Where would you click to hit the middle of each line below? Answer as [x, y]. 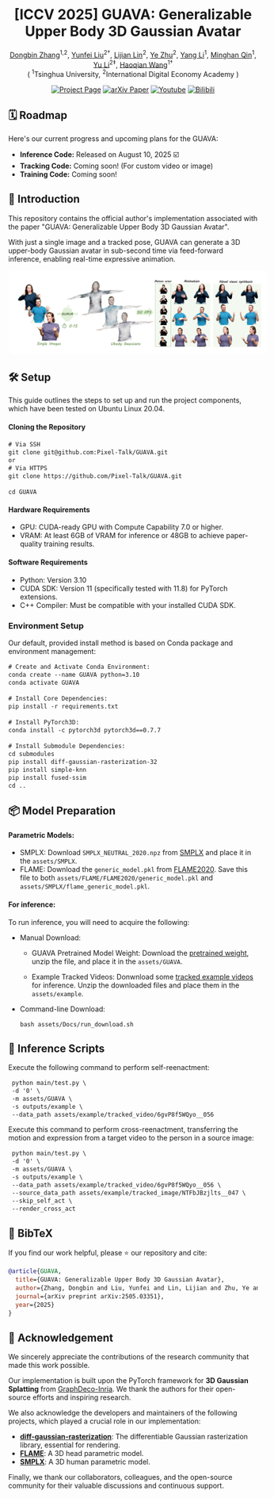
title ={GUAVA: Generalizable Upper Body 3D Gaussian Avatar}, [120, 1280]
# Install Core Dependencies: [58, 698]
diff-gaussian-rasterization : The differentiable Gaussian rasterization [133, 1437]
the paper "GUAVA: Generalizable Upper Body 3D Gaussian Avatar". [119, 227]
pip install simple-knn [48, 770]
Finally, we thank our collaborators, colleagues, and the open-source [120, 1477]
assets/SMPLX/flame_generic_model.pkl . [85, 886]
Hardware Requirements [49, 510]
